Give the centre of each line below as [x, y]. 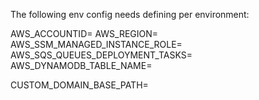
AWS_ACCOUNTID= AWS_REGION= [84, 33]
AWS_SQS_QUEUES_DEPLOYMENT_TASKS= [101, 55]
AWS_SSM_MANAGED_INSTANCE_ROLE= [96, 44]
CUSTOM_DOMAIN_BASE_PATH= [79, 85]
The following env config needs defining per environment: [130, 14]
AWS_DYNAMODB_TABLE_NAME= [81, 65]
